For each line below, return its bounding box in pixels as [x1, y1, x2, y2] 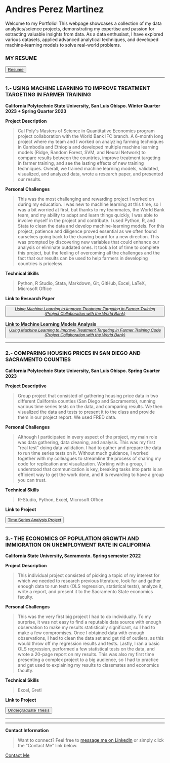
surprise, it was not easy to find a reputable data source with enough [17, 619, 162, 625]
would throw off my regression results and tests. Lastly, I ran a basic [17, 640, 160, 647]
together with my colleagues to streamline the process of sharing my [17, 455, 161, 461]
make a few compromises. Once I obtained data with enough [17, 630, 145, 636]
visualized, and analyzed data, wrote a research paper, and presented [17, 171, 163, 177]
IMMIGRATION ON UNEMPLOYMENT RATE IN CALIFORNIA [5, 541, 151, 548]
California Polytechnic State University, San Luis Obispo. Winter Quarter [5, 102, 161, 108]
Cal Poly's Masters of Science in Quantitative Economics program [17, 128, 155, 134]
